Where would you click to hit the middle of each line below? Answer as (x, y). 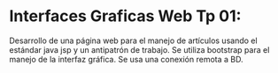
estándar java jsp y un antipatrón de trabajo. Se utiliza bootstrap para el (139, 49)
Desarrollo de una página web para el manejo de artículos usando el (134, 40)
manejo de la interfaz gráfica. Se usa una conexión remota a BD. (126, 59)
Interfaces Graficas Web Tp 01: (125, 16)
